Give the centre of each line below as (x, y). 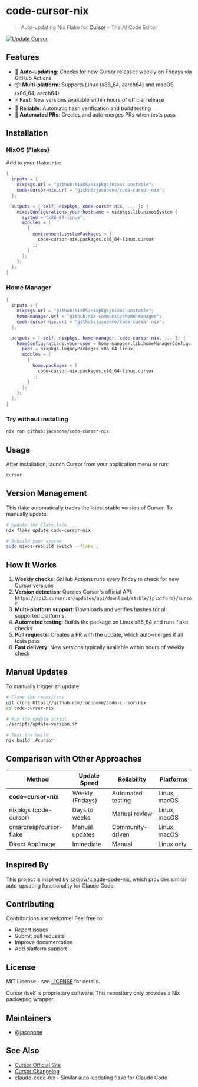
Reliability (132, 779)
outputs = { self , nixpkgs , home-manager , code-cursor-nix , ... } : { (99, 338)
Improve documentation (44, 943)
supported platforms (39, 616)
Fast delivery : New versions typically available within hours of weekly (99, 647)
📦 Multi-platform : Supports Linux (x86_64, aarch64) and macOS (94, 85)
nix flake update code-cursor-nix (49, 530)
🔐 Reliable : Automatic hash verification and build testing (83, 108)
